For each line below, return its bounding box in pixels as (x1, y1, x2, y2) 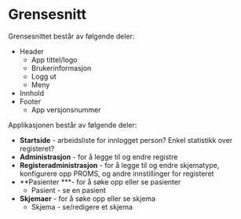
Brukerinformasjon (31, 63, 92, 72)
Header (19, 46, 45, 56)
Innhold (19, 88, 45, 97)
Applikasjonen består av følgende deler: (8, 120, 137, 130)
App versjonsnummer (31, 104, 101, 115)
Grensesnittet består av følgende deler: (8, 31, 135, 41)
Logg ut (31, 71, 57, 81)
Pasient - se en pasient (31, 185, 106, 195)
